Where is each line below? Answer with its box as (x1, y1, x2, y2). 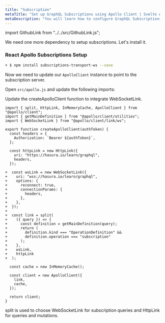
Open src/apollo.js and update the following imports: (5, 86, 115, 92)
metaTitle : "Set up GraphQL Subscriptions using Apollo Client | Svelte (5, 12, 157, 17)
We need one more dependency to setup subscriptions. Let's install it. (5, 39, 147, 45)
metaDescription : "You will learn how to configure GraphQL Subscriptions (5, 16, 162, 21)
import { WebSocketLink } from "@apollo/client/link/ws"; (5, 118, 126, 123)
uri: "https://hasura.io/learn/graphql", (14, 153, 100, 158)
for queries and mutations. (5, 312, 59, 318)
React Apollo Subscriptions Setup (5, 52, 87, 58)
